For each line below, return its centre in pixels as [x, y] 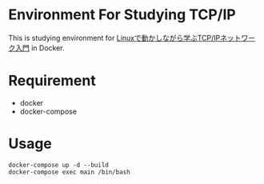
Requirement [52, 81]
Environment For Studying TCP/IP [122, 15]
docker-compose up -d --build [59, 165]
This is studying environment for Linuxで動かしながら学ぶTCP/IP [114, 38]
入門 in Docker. [40, 48]
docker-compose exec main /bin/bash [69, 172]
